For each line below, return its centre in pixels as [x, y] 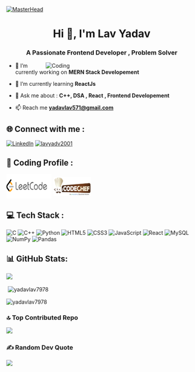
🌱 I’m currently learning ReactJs [55, 84]
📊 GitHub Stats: [37, 259]
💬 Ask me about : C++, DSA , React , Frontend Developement [92, 96]
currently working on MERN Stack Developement [77, 72]
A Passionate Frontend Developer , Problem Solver [102, 53]
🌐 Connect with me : [45, 129]
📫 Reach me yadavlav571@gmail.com [64, 108]
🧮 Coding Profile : [40, 162]
